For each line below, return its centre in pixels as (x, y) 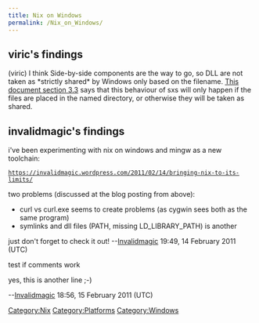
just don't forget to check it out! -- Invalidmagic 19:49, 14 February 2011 (122, 241)
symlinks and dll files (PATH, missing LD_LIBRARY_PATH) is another (128, 226)
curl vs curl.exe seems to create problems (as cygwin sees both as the (133, 209)
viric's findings (46, 54)
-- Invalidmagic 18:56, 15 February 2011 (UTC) (81, 296)
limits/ (21, 180)
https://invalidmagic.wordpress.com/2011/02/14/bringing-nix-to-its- (124, 173)
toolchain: (24, 158)
